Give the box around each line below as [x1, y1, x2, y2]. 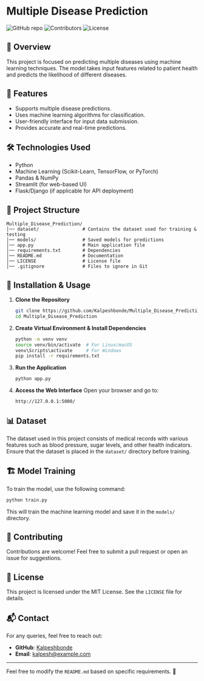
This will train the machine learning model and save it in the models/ [6, 508, 175, 515]
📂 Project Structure [6, 205, 80, 215]
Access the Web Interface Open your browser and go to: [15, 387, 159, 394]
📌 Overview [6, 42, 51, 52]
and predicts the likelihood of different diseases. [6, 71, 127, 78]
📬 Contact [6, 613, 49, 623]
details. [6, 595, 25, 602]
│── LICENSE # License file [6, 258, 121, 265]
